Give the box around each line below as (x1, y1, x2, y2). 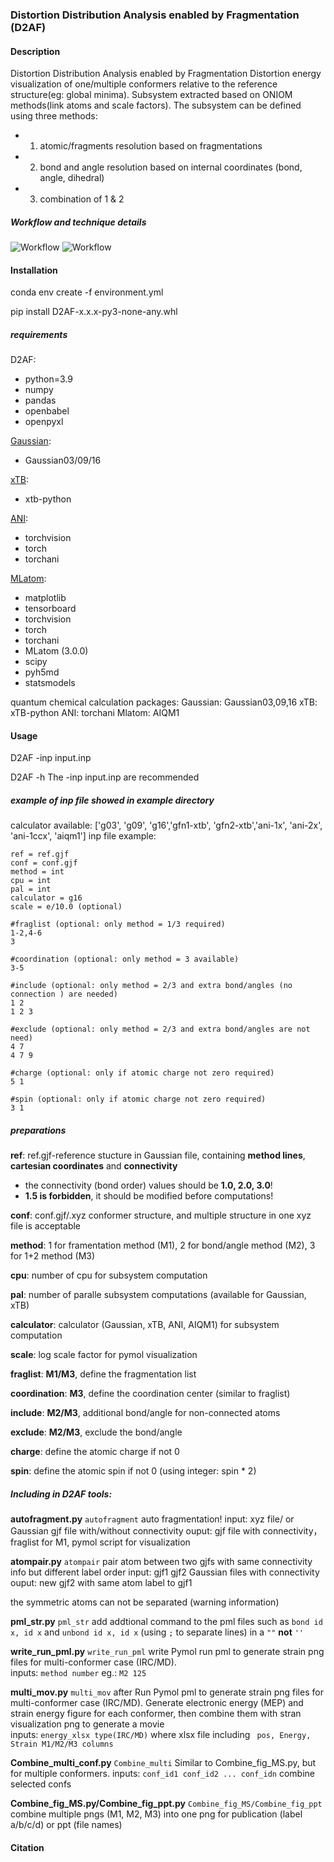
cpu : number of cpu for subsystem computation (10, 1269, 208, 1282)
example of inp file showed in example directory (10, 794, 215, 807)
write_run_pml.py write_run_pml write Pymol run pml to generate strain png (10, 1646, 325, 1658)
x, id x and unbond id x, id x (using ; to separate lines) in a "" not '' (10, 1626, 305, 1638)
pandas (24, 394, 57, 407)
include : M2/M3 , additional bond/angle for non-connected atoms (10, 1407, 281, 1419)
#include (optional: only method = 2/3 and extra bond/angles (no (10, 981, 293, 991)
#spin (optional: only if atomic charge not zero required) (10, 1094, 267, 1105)
